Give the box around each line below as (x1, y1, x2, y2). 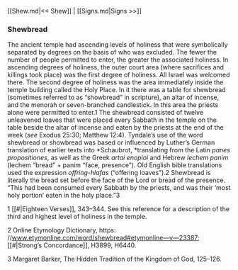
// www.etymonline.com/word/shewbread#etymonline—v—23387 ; (7, 234, 200, 242)
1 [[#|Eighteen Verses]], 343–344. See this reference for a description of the (7, 205, 230, 213)
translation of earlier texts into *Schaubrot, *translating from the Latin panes (7, 146, 230, 154)
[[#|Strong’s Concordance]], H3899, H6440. (7, 241, 137, 249)
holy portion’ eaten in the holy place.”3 (7, 191, 120, 200)
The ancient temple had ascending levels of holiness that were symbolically (7, 40, 228, 49)
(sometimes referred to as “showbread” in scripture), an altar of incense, (7, 93, 220, 102)
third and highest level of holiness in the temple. (7, 213, 147, 221)
